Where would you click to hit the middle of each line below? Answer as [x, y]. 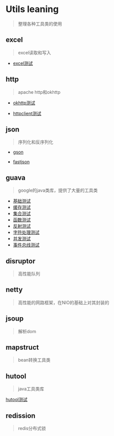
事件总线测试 [26, 245]
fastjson [21, 162]
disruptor [20, 261]
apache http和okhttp [39, 92]
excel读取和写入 [34, 52]
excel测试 [23, 63]
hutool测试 [17, 399]
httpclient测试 [27, 113]
